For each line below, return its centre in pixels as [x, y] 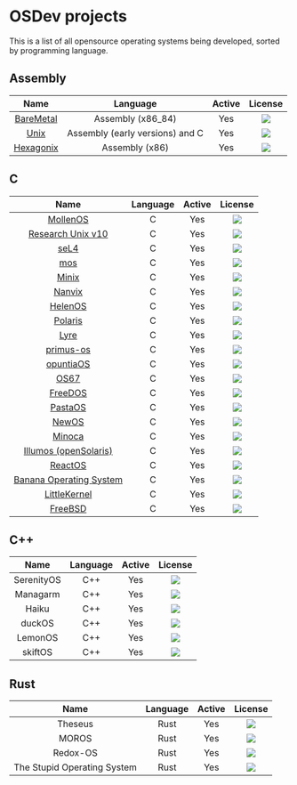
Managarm [37, 595]
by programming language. [59, 50]
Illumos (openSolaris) [68, 450]
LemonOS [37, 638]
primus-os [68, 349]
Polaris [68, 320]
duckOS [38, 623]
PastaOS [68, 407]
